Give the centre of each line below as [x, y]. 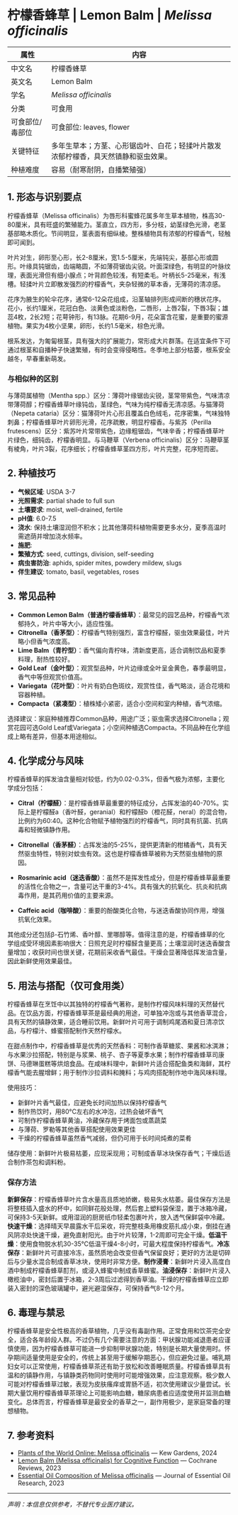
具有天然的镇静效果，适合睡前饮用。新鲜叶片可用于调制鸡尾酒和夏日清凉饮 [116, 1022]
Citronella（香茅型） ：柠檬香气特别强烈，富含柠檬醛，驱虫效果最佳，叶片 [124, 632]
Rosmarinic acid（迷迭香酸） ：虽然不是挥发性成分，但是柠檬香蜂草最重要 [124, 878]
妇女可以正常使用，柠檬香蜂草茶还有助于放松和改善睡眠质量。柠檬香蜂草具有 [119, 1367]
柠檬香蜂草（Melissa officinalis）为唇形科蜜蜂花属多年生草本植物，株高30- [116, 215]
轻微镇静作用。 [52, 830]
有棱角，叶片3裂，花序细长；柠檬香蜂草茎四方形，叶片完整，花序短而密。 [115, 449]
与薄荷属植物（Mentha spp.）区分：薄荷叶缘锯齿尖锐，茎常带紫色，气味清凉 [119, 396]
